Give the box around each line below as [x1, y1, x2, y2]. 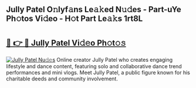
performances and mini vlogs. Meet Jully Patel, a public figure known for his [6, 69, 191, 76]
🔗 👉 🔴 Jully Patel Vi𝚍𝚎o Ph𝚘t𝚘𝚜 [6, 38, 126, 48]
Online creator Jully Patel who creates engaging [56, 57, 173, 63]
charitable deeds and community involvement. [6, 75, 119, 82]
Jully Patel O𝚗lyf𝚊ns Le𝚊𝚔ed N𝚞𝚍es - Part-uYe [6, 5, 182, 15]
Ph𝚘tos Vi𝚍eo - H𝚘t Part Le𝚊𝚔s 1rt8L [6, 14, 143, 24]
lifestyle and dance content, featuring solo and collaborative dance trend [6, 63, 182, 69]
